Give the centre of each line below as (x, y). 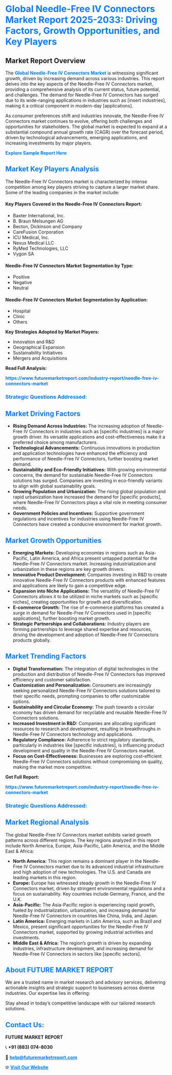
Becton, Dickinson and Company (47, 227)
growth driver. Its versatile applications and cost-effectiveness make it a (89, 437)
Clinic (19, 317)
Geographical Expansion (39, 347)
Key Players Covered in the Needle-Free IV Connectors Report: (74, 204)
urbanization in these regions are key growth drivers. (69, 569)
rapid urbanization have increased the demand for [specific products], (87, 497)
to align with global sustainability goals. (54, 486)
